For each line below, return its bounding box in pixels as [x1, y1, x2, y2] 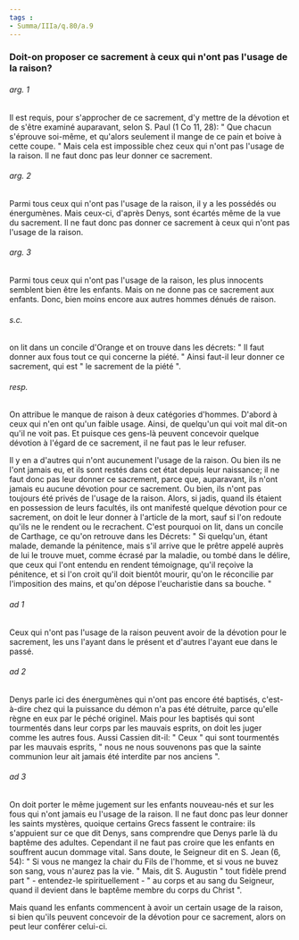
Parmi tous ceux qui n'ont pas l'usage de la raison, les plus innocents [9, 275, 264, 286]
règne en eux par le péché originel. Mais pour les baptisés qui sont [9, 713, 255, 724]
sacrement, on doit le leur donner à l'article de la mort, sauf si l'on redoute [9, 512, 282, 523]
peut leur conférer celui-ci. [9, 921, 108, 932]
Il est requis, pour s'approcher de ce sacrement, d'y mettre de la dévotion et [9, 112, 290, 123]
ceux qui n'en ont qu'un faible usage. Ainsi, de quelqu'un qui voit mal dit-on [9, 419, 287, 429]
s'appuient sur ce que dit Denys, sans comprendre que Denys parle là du [9, 828, 278, 839]
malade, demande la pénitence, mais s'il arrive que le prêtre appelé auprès [9, 540, 284, 551]
